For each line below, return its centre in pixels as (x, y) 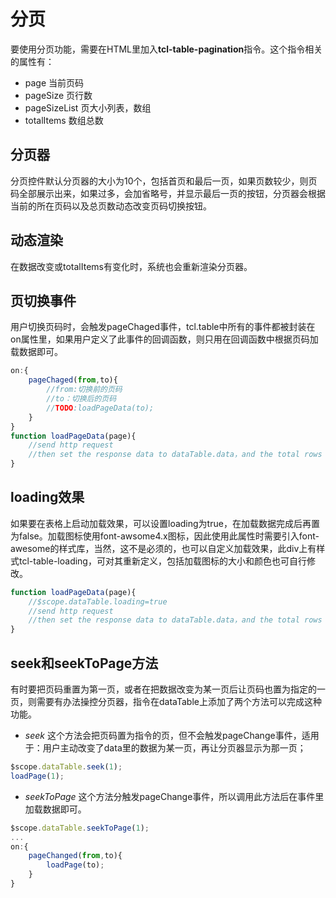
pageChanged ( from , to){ (75, 856)
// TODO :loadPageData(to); (100, 408)
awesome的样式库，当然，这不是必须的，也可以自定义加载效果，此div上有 (163, 548)
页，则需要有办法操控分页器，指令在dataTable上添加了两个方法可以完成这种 (166, 701)
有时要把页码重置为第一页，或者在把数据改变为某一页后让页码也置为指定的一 (168, 689)
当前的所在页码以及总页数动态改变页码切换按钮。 (111, 206)
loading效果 (47, 497)
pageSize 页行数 (58, 95)
